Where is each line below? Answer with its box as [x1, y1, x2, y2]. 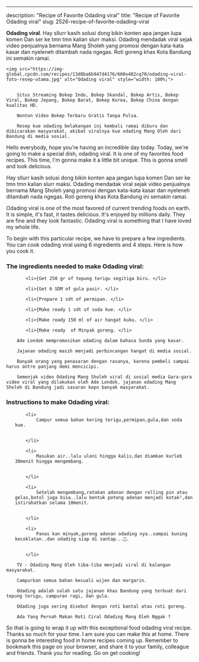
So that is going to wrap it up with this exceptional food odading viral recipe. [6, 624, 192, 631]
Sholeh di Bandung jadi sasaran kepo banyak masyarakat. [6, 384, 150, 391]
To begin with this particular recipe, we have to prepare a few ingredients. [6, 235, 187, 242]
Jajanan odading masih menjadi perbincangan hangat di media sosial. [17, 348, 192, 354]
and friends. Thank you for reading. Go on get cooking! [6, 649, 141, 656]
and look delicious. [6, 163, 52, 169]
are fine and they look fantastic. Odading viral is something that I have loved [6, 217, 191, 224]
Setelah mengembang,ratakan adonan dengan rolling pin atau [36, 489, 188, 495]
